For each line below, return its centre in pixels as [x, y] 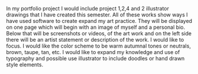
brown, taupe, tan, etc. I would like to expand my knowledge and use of [93, 52]
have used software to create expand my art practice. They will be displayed [99, 21]
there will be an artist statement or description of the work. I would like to [95, 40]
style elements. [25, 65]
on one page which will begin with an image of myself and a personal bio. [95, 27]
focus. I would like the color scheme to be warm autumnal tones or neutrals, [98, 46]
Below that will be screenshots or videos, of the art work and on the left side [99, 33]
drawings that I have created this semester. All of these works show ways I [97, 15]
